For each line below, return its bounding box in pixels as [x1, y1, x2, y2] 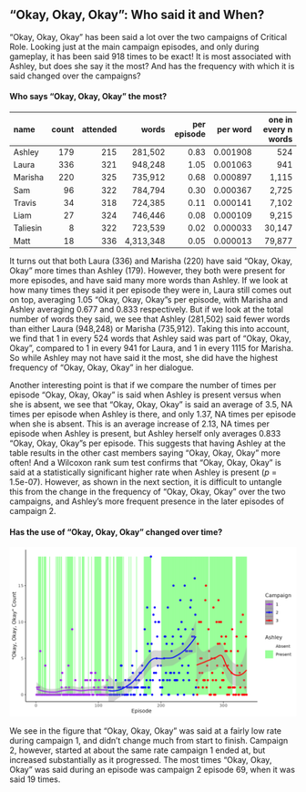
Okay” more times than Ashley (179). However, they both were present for [9, 265, 286, 276]
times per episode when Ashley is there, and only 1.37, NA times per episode [9, 409, 296, 420]
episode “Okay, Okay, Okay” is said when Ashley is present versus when [9, 389, 281, 400]
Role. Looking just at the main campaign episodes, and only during [9, 41, 260, 52]
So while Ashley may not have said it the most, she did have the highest [9, 353, 278, 364]
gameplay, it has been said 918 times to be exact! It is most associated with [9, 50, 291, 62]
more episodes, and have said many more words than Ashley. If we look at [9, 275, 289, 286]
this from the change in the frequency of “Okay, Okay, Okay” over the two [9, 487, 286, 498]
